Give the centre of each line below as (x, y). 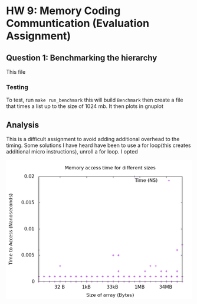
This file (16, 72)
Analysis (23, 125)
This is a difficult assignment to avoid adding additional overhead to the (93, 139)
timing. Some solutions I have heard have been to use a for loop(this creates (98, 145)
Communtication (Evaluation (78, 23)
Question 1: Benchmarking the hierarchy (82, 58)
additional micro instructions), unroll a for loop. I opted (72, 152)
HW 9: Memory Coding (63, 11)
